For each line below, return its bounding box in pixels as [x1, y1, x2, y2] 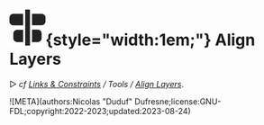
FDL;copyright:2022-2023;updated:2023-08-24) [9, 105, 191, 116]
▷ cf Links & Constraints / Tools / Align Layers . [9, 78, 185, 89]
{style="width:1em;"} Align [45, 30, 256, 50]
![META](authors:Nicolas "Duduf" [9, 95, 133, 107]
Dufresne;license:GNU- [134, 95, 222, 107]
